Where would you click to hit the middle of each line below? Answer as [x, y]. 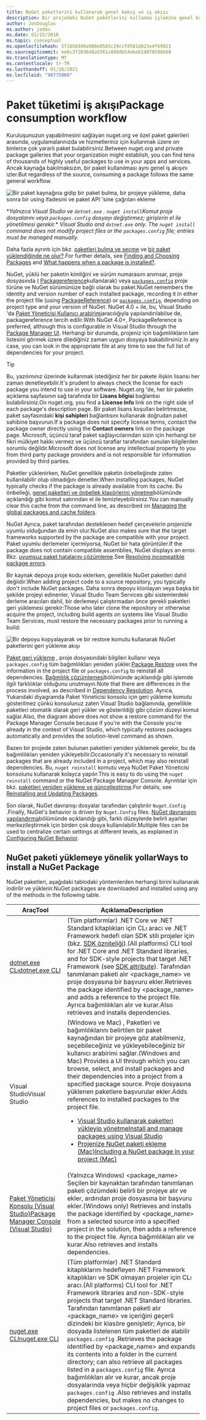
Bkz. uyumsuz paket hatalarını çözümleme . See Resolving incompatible [96, 557]
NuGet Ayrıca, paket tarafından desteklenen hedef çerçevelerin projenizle [99, 524]
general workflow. [29, 181]
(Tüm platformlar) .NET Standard [114, 1262]
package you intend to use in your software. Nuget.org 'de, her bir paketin [100, 389]
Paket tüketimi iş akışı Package [85, 105]
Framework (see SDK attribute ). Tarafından [129, 966]
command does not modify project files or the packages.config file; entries [101, 231]
